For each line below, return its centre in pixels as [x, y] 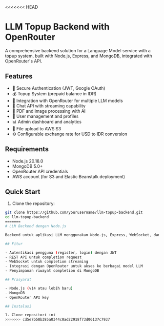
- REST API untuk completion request [43, 257]
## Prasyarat [18, 280]
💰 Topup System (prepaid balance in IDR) [54, 93]
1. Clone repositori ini [30, 315]
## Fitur [14, 244]
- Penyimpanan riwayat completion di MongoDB [52, 271]
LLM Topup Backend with [57, 27]
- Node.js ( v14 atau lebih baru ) [39, 288]
